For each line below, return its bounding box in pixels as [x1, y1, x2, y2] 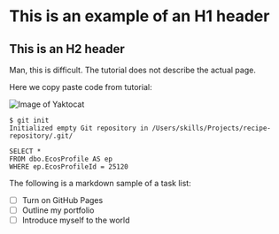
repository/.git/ [9, 132, 74, 140]
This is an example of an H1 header [9, 6, 270, 26]
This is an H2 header [9, 42, 126, 57]
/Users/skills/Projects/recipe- [151, 124, 272, 132]
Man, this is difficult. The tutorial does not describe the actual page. [9, 64, 257, 75]
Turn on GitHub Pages [21, 195, 104, 205]
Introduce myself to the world [21, 215, 130, 226]
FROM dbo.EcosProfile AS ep [9, 155, 113, 163]
